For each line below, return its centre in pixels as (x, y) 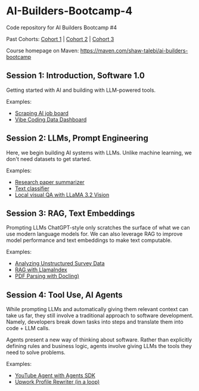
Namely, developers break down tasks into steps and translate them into (95, 322)
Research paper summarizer (49, 182)
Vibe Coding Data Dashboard (51, 119)
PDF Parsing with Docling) (47, 276)
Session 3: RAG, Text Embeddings (71, 213)
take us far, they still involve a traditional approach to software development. (100, 316)
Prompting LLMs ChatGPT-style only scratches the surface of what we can (98, 228)
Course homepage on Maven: (43, 50)
